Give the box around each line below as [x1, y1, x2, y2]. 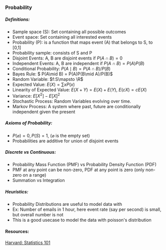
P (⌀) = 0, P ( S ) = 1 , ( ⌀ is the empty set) [12, 132, 90, 138]
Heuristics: [5, 189, 29, 195]
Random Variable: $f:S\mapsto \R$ [12, 76, 83, 82]
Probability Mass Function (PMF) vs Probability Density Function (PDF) [12, 162, 157, 168]
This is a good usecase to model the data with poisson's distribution [12, 217, 152, 223]
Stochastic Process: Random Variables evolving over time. [12, 98, 131, 104]
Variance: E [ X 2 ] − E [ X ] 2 [12, 92, 60, 99]
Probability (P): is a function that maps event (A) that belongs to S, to [12, 39, 153, 45]
